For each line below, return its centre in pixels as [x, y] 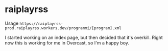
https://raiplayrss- [41, 24]
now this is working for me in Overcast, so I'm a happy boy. [67, 43]
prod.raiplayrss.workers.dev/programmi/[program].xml [63, 28]
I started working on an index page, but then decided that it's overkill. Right [84, 37]
